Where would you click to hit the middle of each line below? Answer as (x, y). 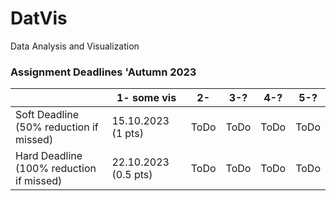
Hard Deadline (49, 156)
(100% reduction (56, 169)
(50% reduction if (57, 127)
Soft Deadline (47, 115)
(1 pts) (127, 134)
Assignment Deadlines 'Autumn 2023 (103, 72)
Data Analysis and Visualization (75, 46)
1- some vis (146, 98)
